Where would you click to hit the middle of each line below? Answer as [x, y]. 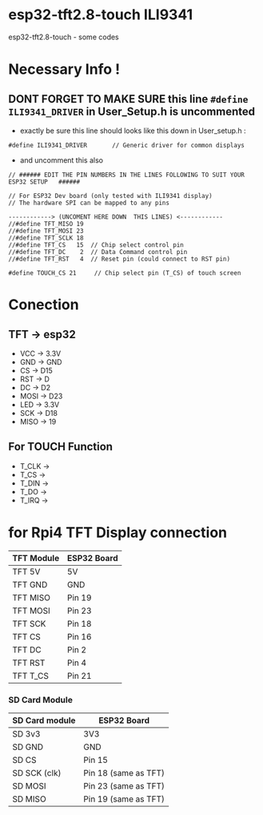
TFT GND [30, 584]
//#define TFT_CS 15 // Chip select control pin [96, 245]
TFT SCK [29, 623]
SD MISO [29, 799]
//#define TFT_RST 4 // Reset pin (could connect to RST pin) [119, 259]
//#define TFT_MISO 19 [46, 224]
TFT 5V [26, 571]
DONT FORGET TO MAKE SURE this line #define [128, 99]
